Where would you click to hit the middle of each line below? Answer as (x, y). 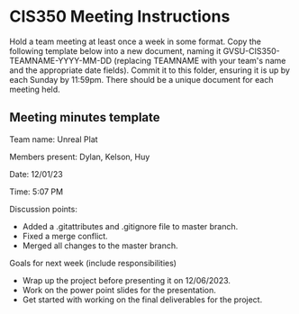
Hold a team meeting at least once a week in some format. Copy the (136, 41)
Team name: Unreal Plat (54, 139)
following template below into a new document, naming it (115, 50)
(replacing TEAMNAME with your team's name (200, 60)
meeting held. (35, 89)
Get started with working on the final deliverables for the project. (142, 300)
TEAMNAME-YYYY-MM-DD (61, 60)
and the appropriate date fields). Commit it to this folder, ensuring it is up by (150, 70)
